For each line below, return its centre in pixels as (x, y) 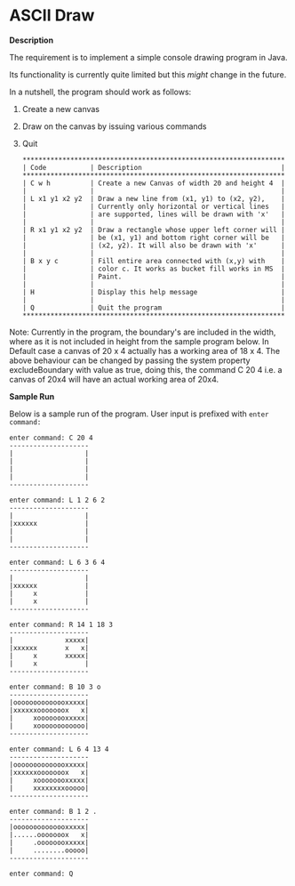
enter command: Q (41, 874)
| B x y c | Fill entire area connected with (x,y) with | (154, 261)
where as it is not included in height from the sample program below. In (139, 341)
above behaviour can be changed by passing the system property (130, 360)
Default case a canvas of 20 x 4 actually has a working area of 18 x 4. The (145, 350)
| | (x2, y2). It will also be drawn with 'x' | (154, 246)
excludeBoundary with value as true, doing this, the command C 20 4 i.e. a (146, 369)
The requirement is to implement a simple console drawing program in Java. (148, 57)
